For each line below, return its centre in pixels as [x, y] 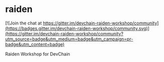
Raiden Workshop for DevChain [38, 54]
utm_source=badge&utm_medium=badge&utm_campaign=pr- [69, 39]
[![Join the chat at [24, 23]
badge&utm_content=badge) [35, 44]
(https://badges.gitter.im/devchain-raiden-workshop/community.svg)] [77, 28]
